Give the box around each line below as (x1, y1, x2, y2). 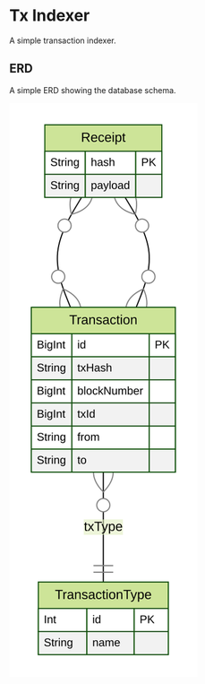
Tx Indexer (9, 5, 90, 26)
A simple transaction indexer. (9, 35, 116, 46)
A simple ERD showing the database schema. (9, 84, 176, 95)
